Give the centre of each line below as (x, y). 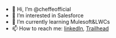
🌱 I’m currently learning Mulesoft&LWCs (61, 22)
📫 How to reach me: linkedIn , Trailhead (60, 28)
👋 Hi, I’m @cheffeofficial (41, 9)
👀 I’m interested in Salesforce (48, 15)
